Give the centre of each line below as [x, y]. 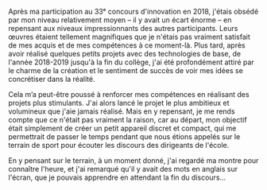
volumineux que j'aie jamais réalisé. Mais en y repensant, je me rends [122, 111]
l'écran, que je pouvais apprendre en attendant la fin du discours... [117, 177]
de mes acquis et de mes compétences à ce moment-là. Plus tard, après [127, 45]
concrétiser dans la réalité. [52, 79]
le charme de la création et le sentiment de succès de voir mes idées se [126, 70]
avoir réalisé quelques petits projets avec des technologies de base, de [124, 54]
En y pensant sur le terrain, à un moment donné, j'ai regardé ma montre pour [133, 161]
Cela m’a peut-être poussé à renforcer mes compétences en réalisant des [129, 94]
